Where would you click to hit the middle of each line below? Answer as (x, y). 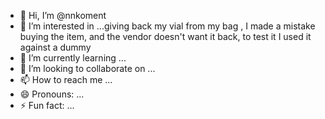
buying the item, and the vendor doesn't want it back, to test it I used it (165, 36)
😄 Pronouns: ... (52, 94)
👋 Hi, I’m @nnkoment (63, 15)
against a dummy (55, 47)
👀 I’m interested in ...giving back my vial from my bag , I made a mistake (167, 26)
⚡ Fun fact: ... (47, 105)
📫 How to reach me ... (66, 79)
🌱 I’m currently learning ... (73, 58)
